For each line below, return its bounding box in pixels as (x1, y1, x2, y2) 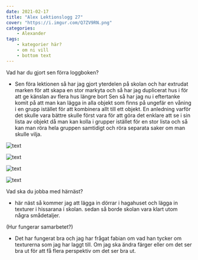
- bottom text (17, 53, 51, 58)
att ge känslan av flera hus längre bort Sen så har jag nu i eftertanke (14, 93, 180, 100)
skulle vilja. (14, 131, 42, 138)
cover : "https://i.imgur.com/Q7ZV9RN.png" (6, 19, 112, 25)
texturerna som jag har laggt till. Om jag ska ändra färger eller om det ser (14, 240, 192, 248)
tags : (6, 36, 20, 42)
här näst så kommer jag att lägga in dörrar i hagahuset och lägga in (14, 199, 178, 206)
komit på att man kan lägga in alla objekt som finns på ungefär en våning (14, 99, 192, 106)
